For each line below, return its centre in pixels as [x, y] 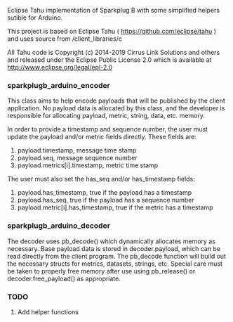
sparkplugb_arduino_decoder [59, 226]
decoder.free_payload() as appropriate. [64, 278]
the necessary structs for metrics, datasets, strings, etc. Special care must [115, 264]
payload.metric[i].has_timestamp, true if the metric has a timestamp [115, 207]
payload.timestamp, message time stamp [77, 150]
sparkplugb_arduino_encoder [59, 85]
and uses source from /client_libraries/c [65, 39]
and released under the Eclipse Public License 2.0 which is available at [109, 60]
